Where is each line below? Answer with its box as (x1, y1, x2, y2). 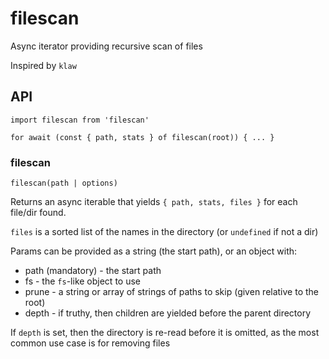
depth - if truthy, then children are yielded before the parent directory (24, 307, 312, 319)
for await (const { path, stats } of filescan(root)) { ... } (10, 132, 275, 142)
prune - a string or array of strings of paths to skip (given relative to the (24, 286, 320, 298)
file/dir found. (10, 207, 67, 219)
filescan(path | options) (10, 178, 118, 189)
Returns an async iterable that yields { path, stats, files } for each (10, 196, 298, 208)
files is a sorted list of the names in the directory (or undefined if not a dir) (10, 226, 319, 238)
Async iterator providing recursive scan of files (10, 40, 203, 52)
